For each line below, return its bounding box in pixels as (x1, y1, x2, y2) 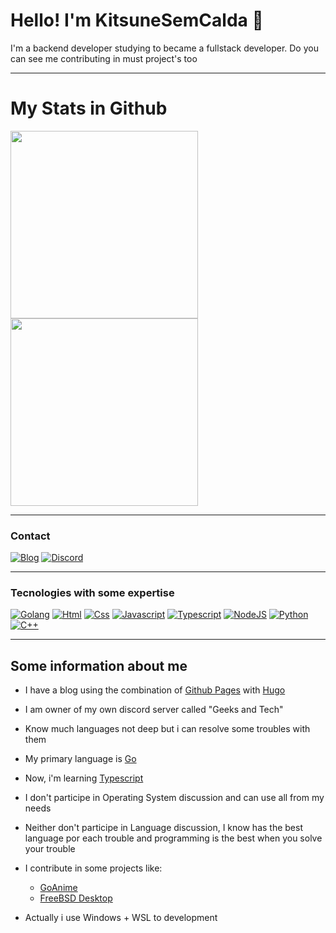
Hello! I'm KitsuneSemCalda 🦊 (10, 9, 264, 32)
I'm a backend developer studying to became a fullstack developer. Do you (10, 42, 319, 54)
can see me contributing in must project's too (10, 52, 198, 64)
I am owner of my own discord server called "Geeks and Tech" (24, 704, 284, 716)
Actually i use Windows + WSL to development (24, 912, 218, 924)
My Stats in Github (10, 97, 168, 120)
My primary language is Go (24, 753, 137, 765)
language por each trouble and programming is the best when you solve (24, 832, 323, 844)
